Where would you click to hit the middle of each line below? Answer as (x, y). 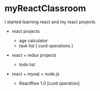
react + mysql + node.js (35, 74)
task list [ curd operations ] (46, 45)
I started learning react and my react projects (50, 22)
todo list (27, 64)
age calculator (33, 40)
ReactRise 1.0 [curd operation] (49, 83)
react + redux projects (34, 55)
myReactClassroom (45, 8)
